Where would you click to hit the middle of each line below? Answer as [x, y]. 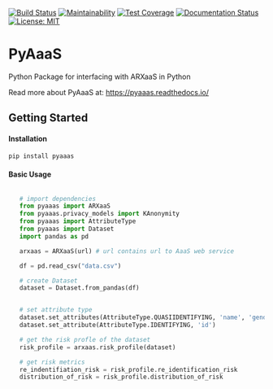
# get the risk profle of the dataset [85, 339]
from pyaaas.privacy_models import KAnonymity [100, 214]
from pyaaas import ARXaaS [65, 206]
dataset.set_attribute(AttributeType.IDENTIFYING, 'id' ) [118, 326]
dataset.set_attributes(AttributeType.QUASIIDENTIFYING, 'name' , [132, 317]
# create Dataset [49, 281]
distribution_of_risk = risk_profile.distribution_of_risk [121, 377]
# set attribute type [56, 310]
